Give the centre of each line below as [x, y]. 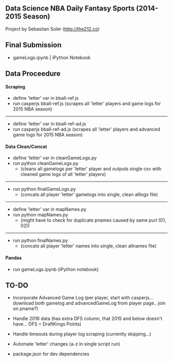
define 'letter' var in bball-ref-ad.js [49, 124]
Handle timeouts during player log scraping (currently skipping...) [82, 334]
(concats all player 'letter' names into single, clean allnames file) [89, 246]
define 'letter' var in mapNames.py [49, 209]
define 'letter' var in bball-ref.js [46, 98]
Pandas [14, 258]
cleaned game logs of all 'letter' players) [63, 174]
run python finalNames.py [40, 241]
